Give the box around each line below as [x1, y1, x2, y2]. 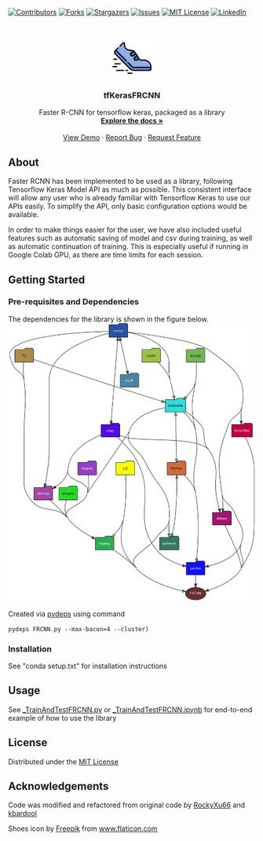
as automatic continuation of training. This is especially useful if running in [8, 242, 249, 252]
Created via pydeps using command [8, 609, 126, 619]
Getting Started [8, 273, 86, 286]
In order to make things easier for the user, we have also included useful [8, 225, 242, 235]
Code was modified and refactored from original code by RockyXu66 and [8, 800, 246, 810]
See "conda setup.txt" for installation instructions [8, 661, 167, 670]
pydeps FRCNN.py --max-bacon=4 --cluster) [8, 625, 149, 633]
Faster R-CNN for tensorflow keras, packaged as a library [38, 108, 225, 117]
